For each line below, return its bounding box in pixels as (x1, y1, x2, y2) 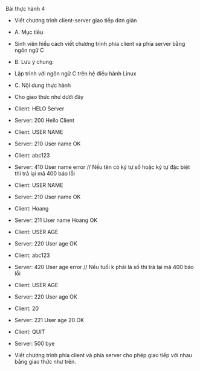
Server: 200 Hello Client (14, 117, 75, 124)
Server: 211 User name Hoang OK (14, 217, 98, 224)
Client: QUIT (14, 328, 45, 335)
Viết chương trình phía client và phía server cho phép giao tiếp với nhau (14, 352, 193, 358)
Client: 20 (14, 305, 39, 312)
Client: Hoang (14, 205, 49, 212)
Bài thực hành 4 (5, 5, 45, 12)
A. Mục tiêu (14, 28, 44, 36)
